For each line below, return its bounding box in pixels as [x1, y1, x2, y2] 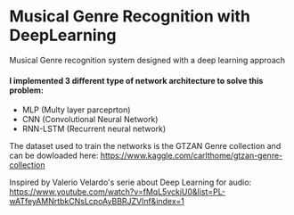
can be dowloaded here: [9, 150, 99, 161]
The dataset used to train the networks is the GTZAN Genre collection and [9, 141, 282, 152]
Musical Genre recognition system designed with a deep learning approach [9, 54, 286, 65]
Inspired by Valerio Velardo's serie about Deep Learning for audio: [9, 177, 252, 188]
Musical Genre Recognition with [9, 6, 251, 27]
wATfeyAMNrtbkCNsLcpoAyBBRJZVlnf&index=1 [9, 196, 184, 207]
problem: [9, 85, 45, 95]
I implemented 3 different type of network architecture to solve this [9, 75, 264, 86]
